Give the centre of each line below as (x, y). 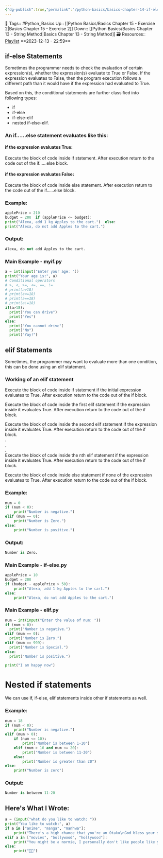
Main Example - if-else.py (36, 565)
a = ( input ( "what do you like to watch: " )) (51, 820)
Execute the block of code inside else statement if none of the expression (79, 475)
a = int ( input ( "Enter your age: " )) (42, 272)
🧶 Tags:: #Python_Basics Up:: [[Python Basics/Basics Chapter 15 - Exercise (80, 23)
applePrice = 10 (21, 575)
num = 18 (14, 721)
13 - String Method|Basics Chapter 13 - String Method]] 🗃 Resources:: (75, 34)
